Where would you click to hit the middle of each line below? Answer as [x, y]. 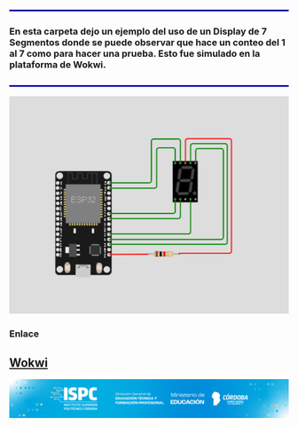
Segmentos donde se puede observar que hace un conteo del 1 [147, 42]
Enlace [24, 334]
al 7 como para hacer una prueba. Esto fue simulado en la [135, 53]
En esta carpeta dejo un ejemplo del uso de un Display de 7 [138, 31]
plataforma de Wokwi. [58, 64]
